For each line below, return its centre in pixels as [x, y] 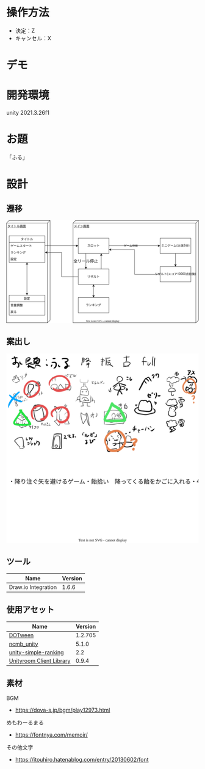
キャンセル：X [33, 38]
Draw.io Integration [33, 587]
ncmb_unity [23, 644]
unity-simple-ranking [36, 652]
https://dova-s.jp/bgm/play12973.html [63, 710]
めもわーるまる [25, 723]
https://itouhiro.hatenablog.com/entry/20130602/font [82, 760]
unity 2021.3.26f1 [28, 113]
